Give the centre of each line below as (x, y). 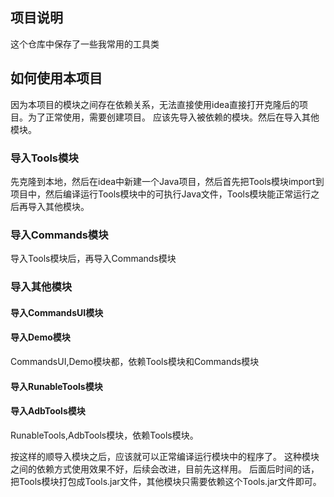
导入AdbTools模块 (48, 411)
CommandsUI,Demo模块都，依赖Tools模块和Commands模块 (135, 361)
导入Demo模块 (40, 337)
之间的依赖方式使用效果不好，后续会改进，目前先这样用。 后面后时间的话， (165, 469)
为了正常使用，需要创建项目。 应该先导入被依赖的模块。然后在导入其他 (173, 117)
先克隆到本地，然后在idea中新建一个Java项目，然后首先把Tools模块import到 (167, 181)
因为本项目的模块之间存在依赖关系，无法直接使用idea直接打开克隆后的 (155, 104)
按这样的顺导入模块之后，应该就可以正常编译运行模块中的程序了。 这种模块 (165, 456)
